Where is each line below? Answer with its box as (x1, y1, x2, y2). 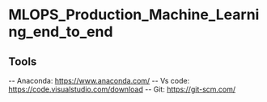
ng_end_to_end (8, 22, 113, 41)
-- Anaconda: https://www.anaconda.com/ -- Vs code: (8, 76, 190, 85)
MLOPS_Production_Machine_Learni (8, 6, 260, 24)
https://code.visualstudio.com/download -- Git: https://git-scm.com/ (8, 84, 236, 94)
